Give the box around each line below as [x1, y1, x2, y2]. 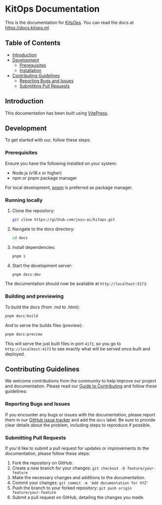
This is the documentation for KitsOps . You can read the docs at [5, 20, 134, 25]
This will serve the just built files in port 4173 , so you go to [5, 341, 121, 346]
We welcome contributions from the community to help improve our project [5, 378, 157, 384]
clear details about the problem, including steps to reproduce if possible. [5, 422, 151, 428]
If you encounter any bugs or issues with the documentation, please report [5, 411, 155, 418]
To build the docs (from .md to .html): [5, 304, 80, 310]
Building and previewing [5, 293, 64, 300]
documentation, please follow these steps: [5, 450, 90, 456]
